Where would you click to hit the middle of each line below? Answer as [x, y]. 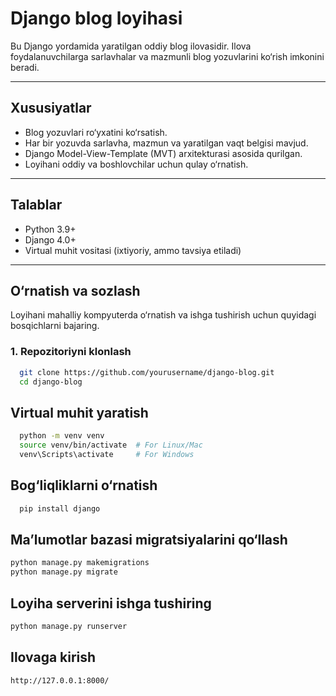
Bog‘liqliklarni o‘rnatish [84, 485]
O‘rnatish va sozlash [75, 290]
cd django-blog [51, 382]
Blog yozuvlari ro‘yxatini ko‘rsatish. [96, 132]
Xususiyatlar [51, 108]
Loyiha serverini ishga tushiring [111, 603]
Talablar [36, 205]
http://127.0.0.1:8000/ [60, 680]
